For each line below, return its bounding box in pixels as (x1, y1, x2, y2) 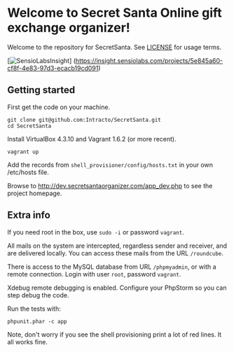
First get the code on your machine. (7, 103, 111, 111)
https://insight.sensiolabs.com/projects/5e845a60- (75, 56, 223, 64)
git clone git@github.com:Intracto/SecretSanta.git (7, 116, 161, 123)
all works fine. (7, 337, 48, 346)
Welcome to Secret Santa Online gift (7, 5, 222, 21)
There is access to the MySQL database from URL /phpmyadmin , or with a (7, 262, 216, 271)
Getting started (7, 84, 76, 96)
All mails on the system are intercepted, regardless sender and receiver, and (7, 241, 228, 250)
